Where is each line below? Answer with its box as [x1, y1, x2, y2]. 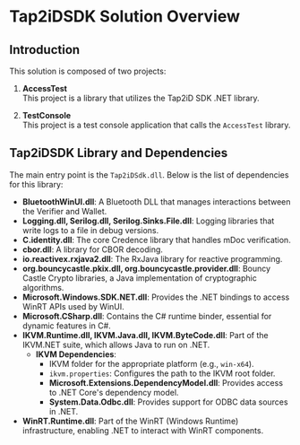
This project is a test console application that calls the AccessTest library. [21, 119, 291, 130]
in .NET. [48, 406, 79, 416]
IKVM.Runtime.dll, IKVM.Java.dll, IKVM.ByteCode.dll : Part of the [21, 329, 269, 340]
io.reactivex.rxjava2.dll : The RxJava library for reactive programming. [21, 253, 283, 264]
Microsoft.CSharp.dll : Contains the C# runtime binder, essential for [21, 310, 272, 321]
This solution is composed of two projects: [9, 65, 167, 76]
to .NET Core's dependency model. [48, 387, 179, 397]
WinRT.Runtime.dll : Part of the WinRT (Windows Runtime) [21, 415, 239, 426]
